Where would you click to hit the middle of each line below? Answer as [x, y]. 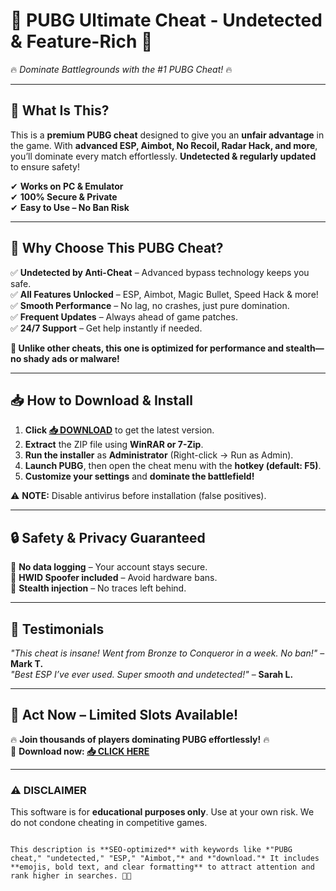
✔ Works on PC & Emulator [67, 186]
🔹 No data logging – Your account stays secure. [109, 567]
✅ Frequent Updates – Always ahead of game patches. [124, 316]
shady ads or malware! [71, 358]
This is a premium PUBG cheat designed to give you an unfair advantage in [167, 135]
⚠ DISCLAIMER [48, 790]
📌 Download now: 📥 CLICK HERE [80, 751]
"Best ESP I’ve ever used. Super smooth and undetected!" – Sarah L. [152, 674]
